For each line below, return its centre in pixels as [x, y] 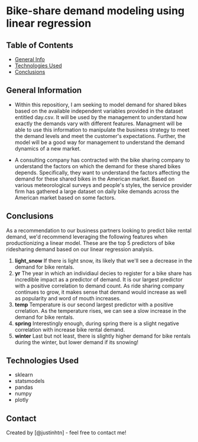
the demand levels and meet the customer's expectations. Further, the [100, 136]
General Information [44, 91]
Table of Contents [40, 45]
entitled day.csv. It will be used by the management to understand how [101, 117]
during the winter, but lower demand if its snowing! [77, 342]
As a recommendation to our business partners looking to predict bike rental [99, 230]
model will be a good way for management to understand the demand [100, 142]
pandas [24, 387]
